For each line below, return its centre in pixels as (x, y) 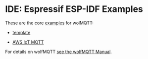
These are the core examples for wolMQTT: (49, 23)
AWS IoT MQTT (28, 42)
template (21, 32)
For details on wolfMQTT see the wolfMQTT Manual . (59, 52)
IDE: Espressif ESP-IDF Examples (74, 9)
